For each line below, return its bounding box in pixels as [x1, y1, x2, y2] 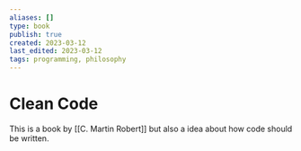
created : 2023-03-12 [9, 38, 87, 48]
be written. [9, 132, 49, 144]
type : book [9, 22, 50, 31]
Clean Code [9, 93, 99, 114]
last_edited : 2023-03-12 [9, 47, 102, 56]
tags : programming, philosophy [9, 55, 127, 64]
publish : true [9, 30, 63, 39]
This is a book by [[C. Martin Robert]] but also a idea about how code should [9, 123, 293, 134]
